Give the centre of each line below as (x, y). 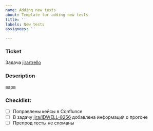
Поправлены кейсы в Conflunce (47, 112)
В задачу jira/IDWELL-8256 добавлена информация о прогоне (80, 117)
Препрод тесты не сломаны (43, 123)
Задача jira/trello (23, 62)
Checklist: (18, 100)
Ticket (13, 52)
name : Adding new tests (31, 10)
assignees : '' (21, 29)
